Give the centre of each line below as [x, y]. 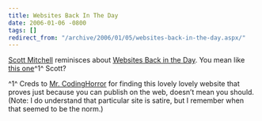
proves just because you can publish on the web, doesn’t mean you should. [131, 93]
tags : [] [23, 30]
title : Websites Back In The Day [63, 15]
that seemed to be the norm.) [56, 109]
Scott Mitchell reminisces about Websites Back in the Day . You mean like [127, 60]
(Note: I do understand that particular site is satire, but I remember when [126, 100]
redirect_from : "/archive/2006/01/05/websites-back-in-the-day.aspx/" [127, 38]
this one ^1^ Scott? [37, 69]
